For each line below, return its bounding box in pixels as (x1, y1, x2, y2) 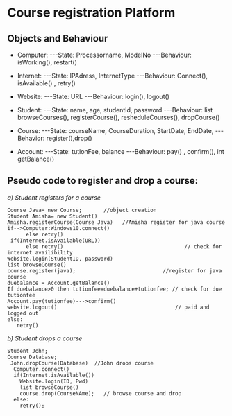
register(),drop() (46, 134, 92, 142)
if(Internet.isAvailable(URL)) (10, 237, 101, 244)
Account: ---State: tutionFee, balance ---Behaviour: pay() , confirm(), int (17, 148, 224, 155)
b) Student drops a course (7, 334, 83, 343)
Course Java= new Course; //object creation (7, 207, 157, 214)
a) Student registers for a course (7, 193, 101, 202)
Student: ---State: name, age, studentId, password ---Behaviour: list (17, 106, 213, 114)
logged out (7, 310, 39, 317)
